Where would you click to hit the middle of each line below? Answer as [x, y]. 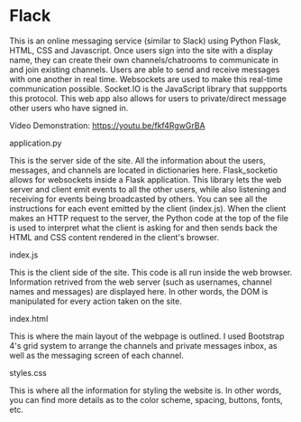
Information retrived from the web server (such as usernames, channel [141, 282]
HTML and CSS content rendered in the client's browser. [114, 237]
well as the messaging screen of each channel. [97, 355]
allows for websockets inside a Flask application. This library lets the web [146, 179]
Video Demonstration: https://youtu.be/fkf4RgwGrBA [107, 125]
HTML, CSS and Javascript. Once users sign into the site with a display [141, 50]
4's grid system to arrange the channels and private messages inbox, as [143, 345]
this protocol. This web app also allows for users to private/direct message [148, 98]
